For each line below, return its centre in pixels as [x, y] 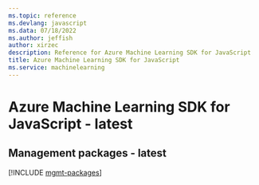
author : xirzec [33, 45]
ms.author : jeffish [41, 38]
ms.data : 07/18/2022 [43, 30]
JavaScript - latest [71, 124]
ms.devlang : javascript [48, 23]
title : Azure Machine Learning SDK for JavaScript [94, 61]
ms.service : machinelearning [57, 68]
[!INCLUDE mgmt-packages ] [55, 172]
